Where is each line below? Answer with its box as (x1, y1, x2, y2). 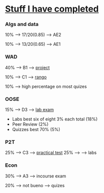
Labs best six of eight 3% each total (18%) (12, 116, 98, 122)
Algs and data (5, 21, 39, 28)
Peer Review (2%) (12, 121, 49, 127)
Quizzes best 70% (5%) (12, 127, 61, 133)
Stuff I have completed (5, 3, 99, 15)
